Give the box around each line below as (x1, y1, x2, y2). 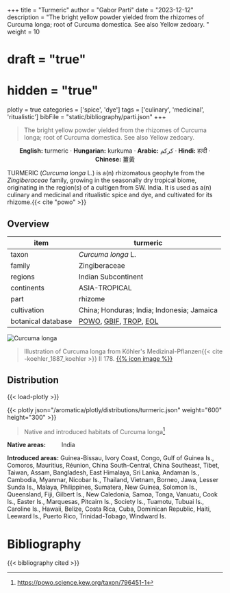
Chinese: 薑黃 (94, 155, 136, 164)
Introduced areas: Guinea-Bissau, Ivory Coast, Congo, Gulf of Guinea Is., (7, 454, 214, 462)
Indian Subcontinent (78, 272, 144, 281)
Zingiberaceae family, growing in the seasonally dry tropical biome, (7, 176, 197, 184)
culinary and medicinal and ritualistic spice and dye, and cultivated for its (7, 191, 213, 199)
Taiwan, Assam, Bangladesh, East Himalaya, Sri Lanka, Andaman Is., (7, 468, 200, 477)
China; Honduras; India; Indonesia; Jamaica (78, 305, 218, 314)
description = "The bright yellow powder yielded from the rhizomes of (7, 13, 205, 21)
